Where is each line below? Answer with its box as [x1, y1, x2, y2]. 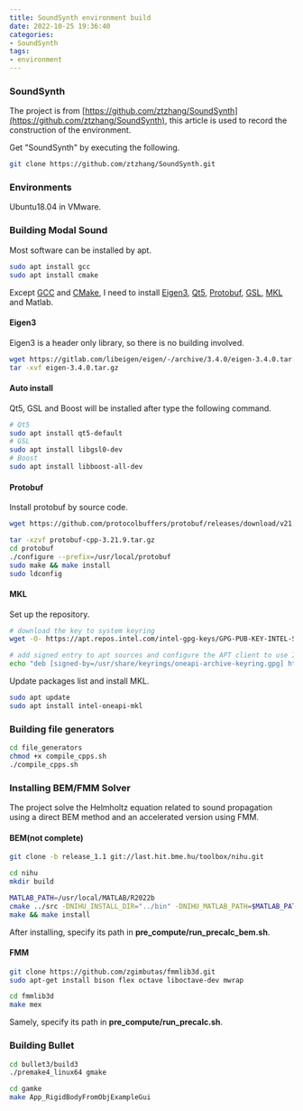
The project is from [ [9, 106, 86, 117]
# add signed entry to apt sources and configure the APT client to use [9, 651, 289, 660]
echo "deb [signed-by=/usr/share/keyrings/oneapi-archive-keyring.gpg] [9, 659, 284, 668]
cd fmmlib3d [9, 992, 54, 1001]
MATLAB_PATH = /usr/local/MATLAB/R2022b [9, 893, 155, 902]
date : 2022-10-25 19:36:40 [9, 22, 111, 31]
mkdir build [9, 877, 54, 886]
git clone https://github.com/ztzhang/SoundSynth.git [9, 160, 216, 169]
